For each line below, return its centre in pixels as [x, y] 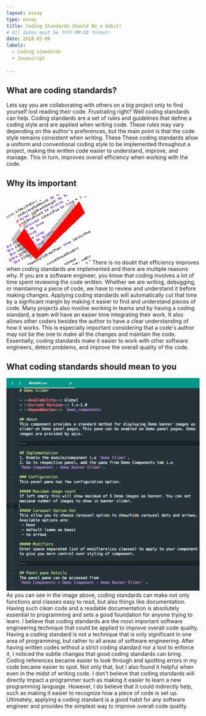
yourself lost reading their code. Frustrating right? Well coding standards [98, 112]
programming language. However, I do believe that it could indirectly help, [100, 687]
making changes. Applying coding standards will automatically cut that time [102, 295]
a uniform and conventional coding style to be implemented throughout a [98, 144]
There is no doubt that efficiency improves [145, 263]
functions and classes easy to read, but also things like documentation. [96, 602]
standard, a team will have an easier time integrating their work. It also [95, 315]
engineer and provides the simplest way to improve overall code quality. [97, 706]
